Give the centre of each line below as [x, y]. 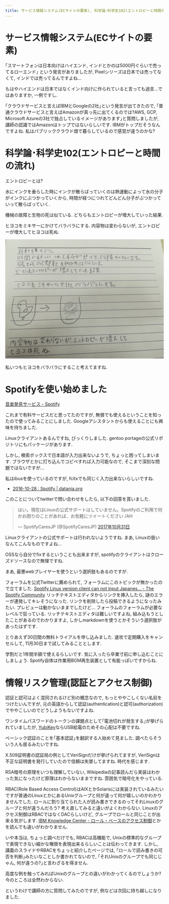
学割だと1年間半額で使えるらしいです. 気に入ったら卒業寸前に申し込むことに [84, 654]
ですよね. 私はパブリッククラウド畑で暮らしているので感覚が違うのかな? [80, 131]
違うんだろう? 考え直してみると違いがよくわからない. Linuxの [95, 808]
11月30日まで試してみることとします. [63, 644]
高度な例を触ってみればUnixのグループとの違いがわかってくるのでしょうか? [83, 874]
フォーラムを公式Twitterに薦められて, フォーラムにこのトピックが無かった [82, 582]
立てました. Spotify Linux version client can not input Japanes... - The [82, 589]
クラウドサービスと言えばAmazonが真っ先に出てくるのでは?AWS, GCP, [83, 112]
